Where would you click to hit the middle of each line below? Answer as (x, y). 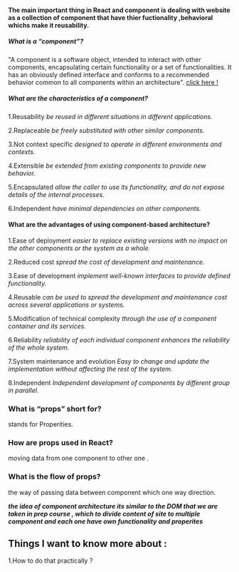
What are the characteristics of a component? (78, 98)
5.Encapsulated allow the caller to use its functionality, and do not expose (116, 187)
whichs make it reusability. (49, 25)
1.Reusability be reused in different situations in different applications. (110, 116)
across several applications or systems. (67, 305)
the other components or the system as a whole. (79, 248)
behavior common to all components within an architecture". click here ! (113, 82)
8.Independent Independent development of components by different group (119, 382)
